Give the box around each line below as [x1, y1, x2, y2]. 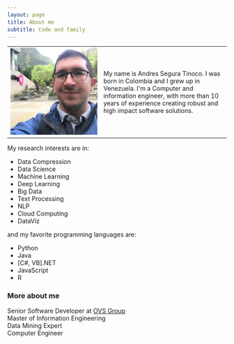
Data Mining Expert [7, 321, 63, 329]
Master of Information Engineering [7, 314, 106, 322]
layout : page [7, 11, 45, 18]
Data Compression [17, 157, 71, 165]
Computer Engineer [7, 329, 64, 337]
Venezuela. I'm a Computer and [103, 84, 194, 92]
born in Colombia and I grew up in [103, 77, 201, 85]
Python [17, 244, 38, 252]
